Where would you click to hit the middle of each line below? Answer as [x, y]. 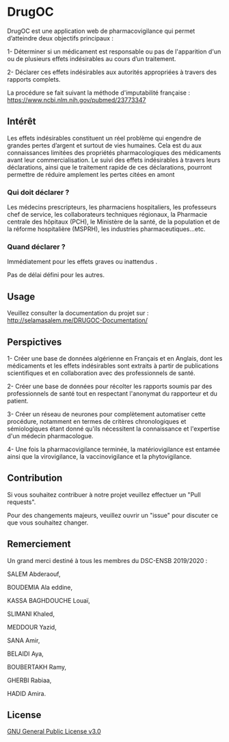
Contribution [35, 478]
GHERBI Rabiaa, [29, 680]
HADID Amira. [27, 693]
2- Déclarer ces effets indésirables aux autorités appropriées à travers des [112, 72]
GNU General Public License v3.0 [54, 732]
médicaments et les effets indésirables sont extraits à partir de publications [113, 366]
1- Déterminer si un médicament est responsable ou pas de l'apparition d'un [114, 51]
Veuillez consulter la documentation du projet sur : [78, 313]
